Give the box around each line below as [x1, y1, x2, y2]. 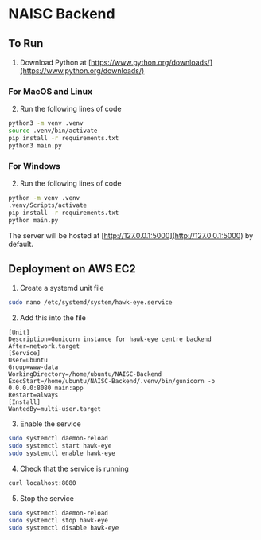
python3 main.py [8, 141, 62, 150]
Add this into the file [19, 313, 86, 323]
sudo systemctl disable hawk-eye [8, 523, 119, 532]
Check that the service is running [19, 464, 129, 473]
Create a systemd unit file [19, 284, 105, 293]
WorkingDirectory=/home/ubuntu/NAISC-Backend [8, 370, 162, 378]
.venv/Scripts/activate [8, 201, 88, 209]
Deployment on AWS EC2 [8, 262, 137, 276]
